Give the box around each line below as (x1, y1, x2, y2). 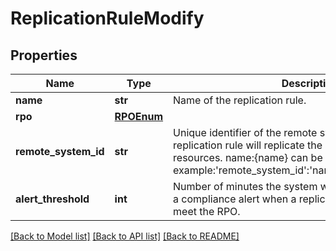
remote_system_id (15, 145, 105, 158)
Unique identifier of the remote (173, 126, 318, 139)
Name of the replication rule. (173, 93, 307, 107)
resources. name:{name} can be (173, 151, 323, 164)
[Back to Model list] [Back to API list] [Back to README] (10, 230, 240, 242)
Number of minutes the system (173, 180, 318, 193)
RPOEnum (114, 110, 164, 123)
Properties (10, 47, 78, 64)
